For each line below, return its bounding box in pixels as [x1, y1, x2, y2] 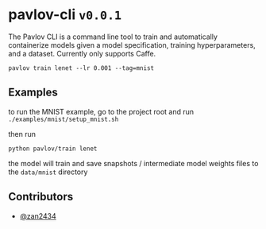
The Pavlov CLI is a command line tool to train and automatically [8, 32, 218, 41]
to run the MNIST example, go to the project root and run [8, 107, 195, 116]
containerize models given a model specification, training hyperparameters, [8, 40, 256, 49]
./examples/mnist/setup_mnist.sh [8, 115, 119, 123]
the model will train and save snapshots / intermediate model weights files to [8, 158, 259, 168]
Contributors [8, 190, 74, 204]
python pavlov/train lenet [8, 145, 98, 153]
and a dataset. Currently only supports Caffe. [8, 49, 156, 58]
